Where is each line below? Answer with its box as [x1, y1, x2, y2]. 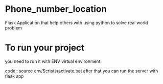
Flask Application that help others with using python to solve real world [5, 20, 148, 26]
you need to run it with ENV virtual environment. [5, 58, 102, 64]
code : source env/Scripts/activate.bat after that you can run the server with [5, 68, 158, 74]
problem [5, 25, 22, 30]
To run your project [5, 42, 85, 54]
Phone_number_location [5, 3, 107, 15]
